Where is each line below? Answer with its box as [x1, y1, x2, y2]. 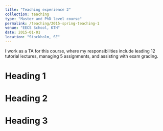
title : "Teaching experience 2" [5, 7, 71, 12]
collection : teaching [5, 12, 49, 17]
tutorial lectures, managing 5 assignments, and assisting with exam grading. [5, 53, 158, 59]
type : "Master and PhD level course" [5, 16, 82, 21]
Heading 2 [5, 93, 48, 104]
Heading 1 [5, 71, 47, 81]
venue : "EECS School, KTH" [5, 26, 60, 30]
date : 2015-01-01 [5, 30, 41, 35]
